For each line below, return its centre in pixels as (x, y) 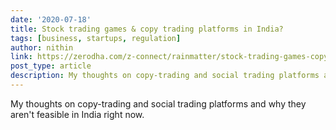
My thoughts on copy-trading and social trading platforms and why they (158, 103)
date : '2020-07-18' (51, 19)
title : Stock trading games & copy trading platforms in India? (147, 29)
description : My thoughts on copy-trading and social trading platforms (165, 76)
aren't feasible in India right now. (77, 114)
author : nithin (42, 47)
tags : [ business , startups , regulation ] (96, 38)
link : (21, 57)
